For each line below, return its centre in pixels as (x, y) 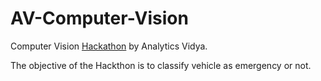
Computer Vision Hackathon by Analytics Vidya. (109, 46)
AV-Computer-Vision (99, 18)
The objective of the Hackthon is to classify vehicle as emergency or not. (161, 65)
